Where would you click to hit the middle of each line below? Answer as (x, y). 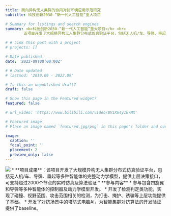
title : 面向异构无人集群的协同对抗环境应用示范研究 (53, 10)
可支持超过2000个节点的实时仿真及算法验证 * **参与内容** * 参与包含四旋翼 (85, 182)
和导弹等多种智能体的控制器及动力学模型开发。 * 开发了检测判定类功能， (81, 189)
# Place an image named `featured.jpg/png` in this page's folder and (82, 126)
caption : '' (23, 140)
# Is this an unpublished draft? (41, 85)
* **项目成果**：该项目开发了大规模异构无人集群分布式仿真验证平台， (84, 170)
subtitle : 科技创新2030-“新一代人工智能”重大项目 (53, 15)
